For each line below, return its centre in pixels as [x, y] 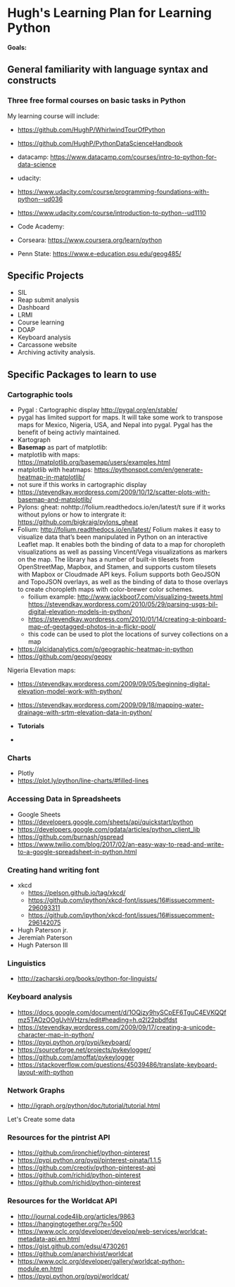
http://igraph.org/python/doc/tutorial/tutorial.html [89, 1105]
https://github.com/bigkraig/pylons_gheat [78, 522]
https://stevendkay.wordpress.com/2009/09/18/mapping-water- [110, 705]
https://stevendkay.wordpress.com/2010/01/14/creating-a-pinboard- [127, 619]
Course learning [41, 322]
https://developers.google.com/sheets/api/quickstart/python [105, 822]
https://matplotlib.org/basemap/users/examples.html [94, 462]
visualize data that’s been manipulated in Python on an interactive [113, 537]
